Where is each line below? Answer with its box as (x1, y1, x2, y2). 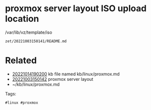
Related (5, 55, 37, 66)
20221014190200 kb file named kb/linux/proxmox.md (12, 71, 120, 77)
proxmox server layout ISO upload (5, 3, 147, 14)
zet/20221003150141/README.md (5, 38, 67, 44)
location (5, 13, 39, 24)
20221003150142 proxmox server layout (12, 76, 94, 82)
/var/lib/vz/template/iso (5, 29, 52, 35)
